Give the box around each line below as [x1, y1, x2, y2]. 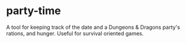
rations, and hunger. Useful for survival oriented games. [6, 29, 144, 37]
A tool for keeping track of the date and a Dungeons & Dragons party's [6, 24, 181, 31]
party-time [6, 4, 61, 18]
